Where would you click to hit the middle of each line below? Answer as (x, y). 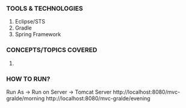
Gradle (23, 28)
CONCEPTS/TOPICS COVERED (52, 50)
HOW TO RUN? (28, 78)
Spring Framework (38, 34)
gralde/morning (26, 98)
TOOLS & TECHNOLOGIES (45, 8)
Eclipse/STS (30, 22)
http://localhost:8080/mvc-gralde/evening (98, 98)
